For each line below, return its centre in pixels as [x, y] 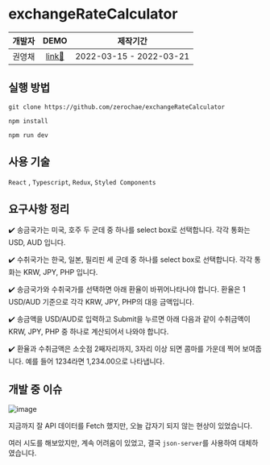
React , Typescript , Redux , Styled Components [82, 181]
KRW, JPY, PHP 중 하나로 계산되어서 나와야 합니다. [89, 332]
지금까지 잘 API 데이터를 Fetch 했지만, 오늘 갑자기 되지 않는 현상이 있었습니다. [130, 426]
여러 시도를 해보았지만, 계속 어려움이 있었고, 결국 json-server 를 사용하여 [123, 443]
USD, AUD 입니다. [37, 243]
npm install [28, 121]
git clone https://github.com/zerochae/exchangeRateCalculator [117, 107]
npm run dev [28, 135]
